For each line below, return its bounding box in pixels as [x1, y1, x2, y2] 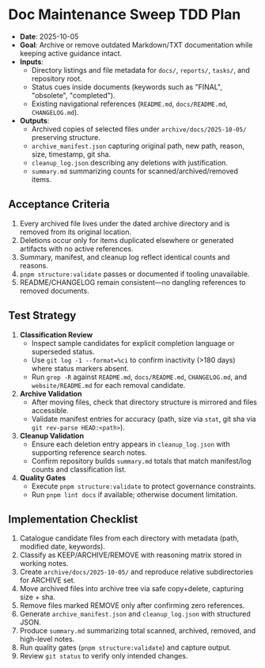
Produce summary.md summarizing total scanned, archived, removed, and [19, 626, 256, 636]
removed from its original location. [19, 227, 132, 237]
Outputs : [19, 116, 50, 125]
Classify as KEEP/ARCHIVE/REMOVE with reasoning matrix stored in [19, 550, 242, 560]
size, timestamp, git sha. [31, 149, 112, 159]
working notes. [19, 559, 69, 568]
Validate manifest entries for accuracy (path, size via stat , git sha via [31, 414, 256, 423]
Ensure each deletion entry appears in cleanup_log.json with [31, 439, 231, 449]
